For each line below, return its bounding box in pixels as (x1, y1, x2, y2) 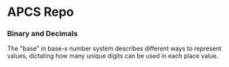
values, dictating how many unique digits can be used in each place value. (7, 52, 219, 60)
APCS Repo (7, 4, 74, 20)
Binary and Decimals (7, 29, 78, 39)
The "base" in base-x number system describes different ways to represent (7, 44, 222, 52)
